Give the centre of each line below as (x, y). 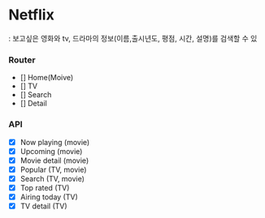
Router (22, 60)
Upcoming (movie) (51, 151)
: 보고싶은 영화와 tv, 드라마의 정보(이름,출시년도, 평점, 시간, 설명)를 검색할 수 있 (133, 38)
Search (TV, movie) (52, 178)
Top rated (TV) (45, 187)
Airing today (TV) (49, 197)
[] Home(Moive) (47, 78)
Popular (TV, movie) (53, 169)
